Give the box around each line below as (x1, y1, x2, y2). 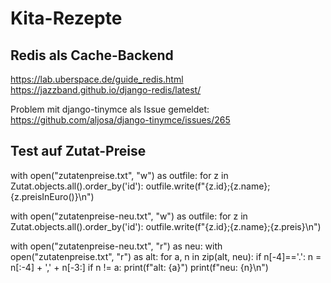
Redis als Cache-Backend (10, 47, 174, 64)
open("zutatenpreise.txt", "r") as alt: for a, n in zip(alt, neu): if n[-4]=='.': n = (10, 250, 322, 262)
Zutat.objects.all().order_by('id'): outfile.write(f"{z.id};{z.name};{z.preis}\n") (10, 220, 322, 232)
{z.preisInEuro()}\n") (10, 190, 95, 202)
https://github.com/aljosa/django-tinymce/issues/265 (10, 114, 231, 126)
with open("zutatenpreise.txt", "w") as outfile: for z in (10, 169, 229, 181)
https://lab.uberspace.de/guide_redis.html (10, 73, 184, 85)
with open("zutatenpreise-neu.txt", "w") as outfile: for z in (10, 210, 248, 222)
